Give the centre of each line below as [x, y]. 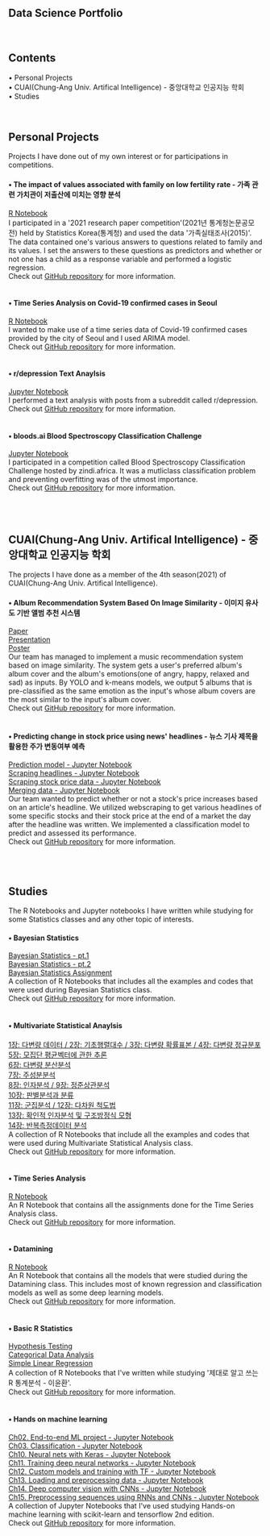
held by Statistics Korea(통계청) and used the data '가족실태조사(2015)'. [135, 232]
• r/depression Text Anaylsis [57, 373]
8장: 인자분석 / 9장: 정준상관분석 [59, 1084]
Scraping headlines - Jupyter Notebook [74, 773]
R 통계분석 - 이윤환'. [40, 1383]
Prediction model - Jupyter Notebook [70, 764]
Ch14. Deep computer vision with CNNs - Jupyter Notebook [108, 1488]
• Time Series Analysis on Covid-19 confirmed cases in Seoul [113, 303]
